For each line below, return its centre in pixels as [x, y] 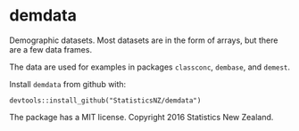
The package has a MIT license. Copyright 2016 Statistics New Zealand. [141, 117]
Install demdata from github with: [68, 84]
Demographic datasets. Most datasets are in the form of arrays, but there [144, 40]
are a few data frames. [50, 49]
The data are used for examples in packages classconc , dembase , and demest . [150, 67]
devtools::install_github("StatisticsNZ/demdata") [105, 100]
